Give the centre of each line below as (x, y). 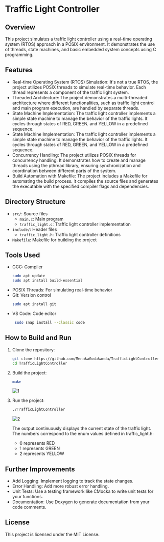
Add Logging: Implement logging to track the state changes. (73, 481)
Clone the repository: (34, 349)
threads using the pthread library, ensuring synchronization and (76, 165)
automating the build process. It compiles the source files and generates (85, 181)
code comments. (29, 507)
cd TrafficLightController (40, 363)
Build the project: (29, 372)
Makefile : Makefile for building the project (54, 240)
